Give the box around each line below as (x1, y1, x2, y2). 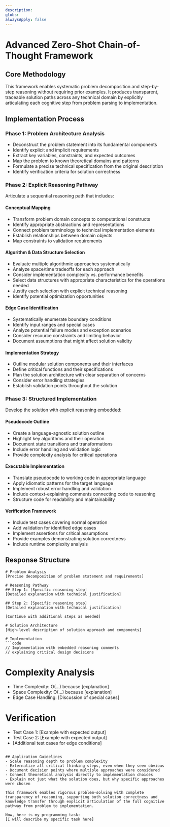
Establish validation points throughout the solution (12, 383, 118, 389)
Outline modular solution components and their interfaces (12, 361, 133, 367)
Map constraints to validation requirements (12, 238, 103, 244)
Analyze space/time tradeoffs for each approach (12, 266, 115, 272)
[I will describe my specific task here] (5, 817, 94, 822)
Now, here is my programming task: (5, 812, 81, 817)
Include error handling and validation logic (12, 446, 101, 452)
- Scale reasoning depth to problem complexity (5, 759, 108, 764)
